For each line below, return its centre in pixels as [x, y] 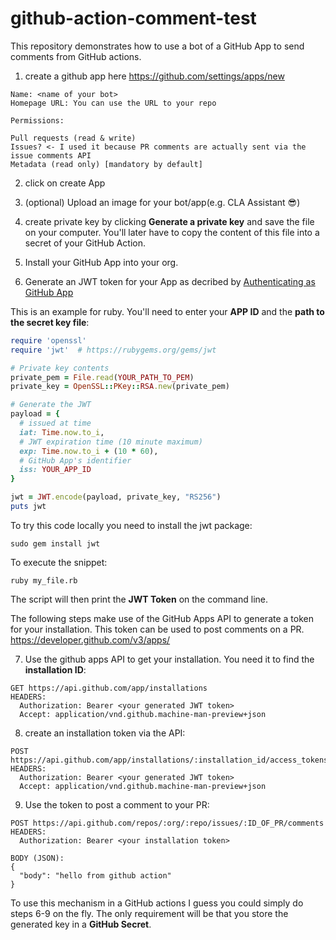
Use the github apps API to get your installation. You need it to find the [169, 659]
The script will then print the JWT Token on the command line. [139, 599]
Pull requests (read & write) [73, 138]
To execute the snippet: [59, 562]
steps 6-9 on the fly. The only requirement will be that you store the [149, 913]
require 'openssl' [48, 340]
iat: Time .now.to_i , [62, 432]
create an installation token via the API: [105, 733]
